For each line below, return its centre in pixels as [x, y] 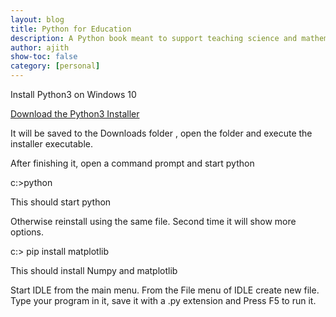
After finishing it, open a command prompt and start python [132, 163]
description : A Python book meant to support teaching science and [154, 38]
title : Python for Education [71, 29]
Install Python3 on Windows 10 [73, 94]
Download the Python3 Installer [75, 114]
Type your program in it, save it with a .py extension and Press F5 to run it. [163, 300]
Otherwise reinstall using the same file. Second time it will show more [153, 221]
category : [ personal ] [55, 66]
